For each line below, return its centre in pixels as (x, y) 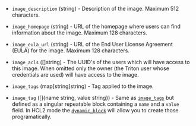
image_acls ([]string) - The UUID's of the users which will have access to (101, 62)
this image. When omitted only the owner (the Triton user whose (90, 68)
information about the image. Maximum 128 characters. (79, 33)
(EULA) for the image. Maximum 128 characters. (70, 51)
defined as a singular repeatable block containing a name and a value (95, 104)
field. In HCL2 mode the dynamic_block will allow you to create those (95, 110)
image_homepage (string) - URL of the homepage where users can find (96, 26)
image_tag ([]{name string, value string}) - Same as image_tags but (93, 98)
